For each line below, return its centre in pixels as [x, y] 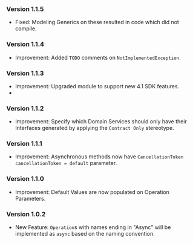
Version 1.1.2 [25, 108]
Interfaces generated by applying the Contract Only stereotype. [94, 128]
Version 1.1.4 [25, 44]
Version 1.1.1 [24, 144]
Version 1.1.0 [25, 179]
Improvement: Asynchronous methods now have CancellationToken [99, 157]
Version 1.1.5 [25, 9]
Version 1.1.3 [25, 73]
